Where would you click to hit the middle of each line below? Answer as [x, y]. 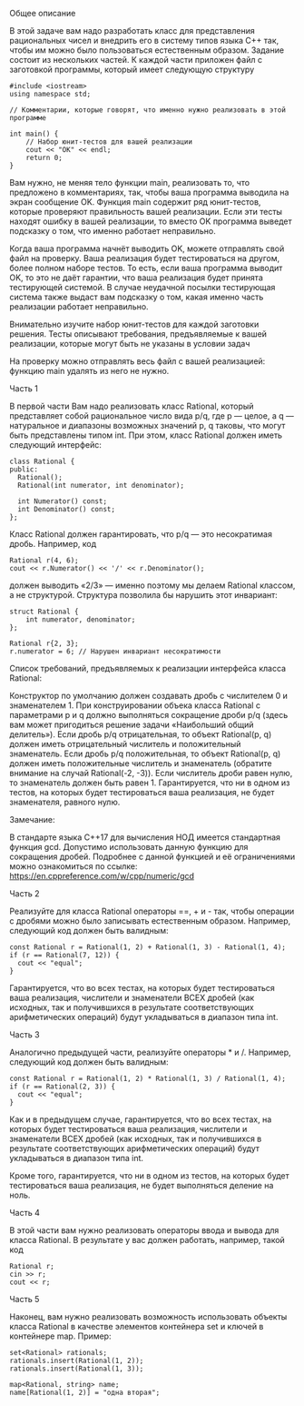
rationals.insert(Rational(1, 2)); [77, 1360]
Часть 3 [25, 1035]
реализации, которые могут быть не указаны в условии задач [130, 344]
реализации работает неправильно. [79, 307]
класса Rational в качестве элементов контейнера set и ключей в [137, 1326]
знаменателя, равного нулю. [65, 802]
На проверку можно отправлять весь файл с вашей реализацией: [137, 361]
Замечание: [32, 819]
